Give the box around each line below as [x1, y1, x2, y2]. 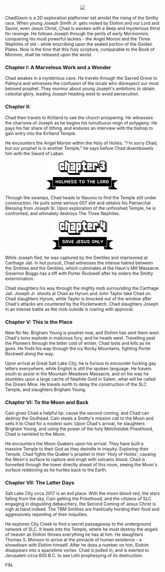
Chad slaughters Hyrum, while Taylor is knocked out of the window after [5, 296, 152, 302]
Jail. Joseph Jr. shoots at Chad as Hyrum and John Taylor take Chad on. [5, 290, 152, 296]
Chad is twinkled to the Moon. [5, 431, 66, 437]
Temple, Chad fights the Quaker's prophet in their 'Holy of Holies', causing [5, 451, 156, 457]
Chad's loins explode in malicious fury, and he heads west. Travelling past [5, 335, 155, 341]
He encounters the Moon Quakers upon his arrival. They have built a [5, 440, 144, 447]
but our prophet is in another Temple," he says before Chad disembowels [5, 145, 154, 151]
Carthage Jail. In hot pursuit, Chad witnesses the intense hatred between [5, 260, 154, 265]
